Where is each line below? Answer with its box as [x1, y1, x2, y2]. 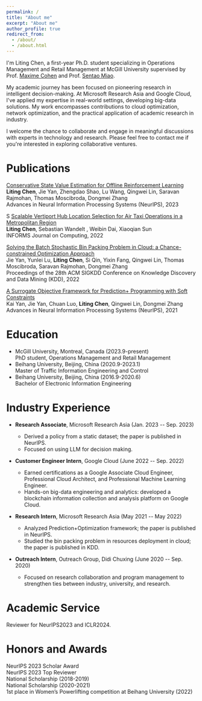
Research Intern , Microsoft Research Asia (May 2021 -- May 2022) [14, 512, 182, 520]
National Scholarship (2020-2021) [6, 681, 90, 689]
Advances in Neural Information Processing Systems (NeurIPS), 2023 [6, 201, 179, 208]
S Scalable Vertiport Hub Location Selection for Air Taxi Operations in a [6, 212, 183, 219]
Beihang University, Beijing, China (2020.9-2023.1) [14, 360, 140, 367]
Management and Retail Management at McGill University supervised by [6, 65, 186, 73]
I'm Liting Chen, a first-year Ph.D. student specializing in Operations [6, 59, 175, 66]
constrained [6, 250, 36, 257]
